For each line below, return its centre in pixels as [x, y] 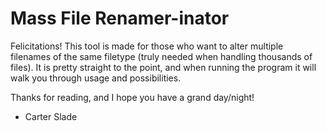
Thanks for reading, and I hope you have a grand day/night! [132, 97]
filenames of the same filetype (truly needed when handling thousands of [161, 56]
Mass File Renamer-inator [120, 18]
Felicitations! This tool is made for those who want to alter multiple [147, 46]
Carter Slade [51, 116]
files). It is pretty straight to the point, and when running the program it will [163, 67]
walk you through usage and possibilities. [96, 78]
